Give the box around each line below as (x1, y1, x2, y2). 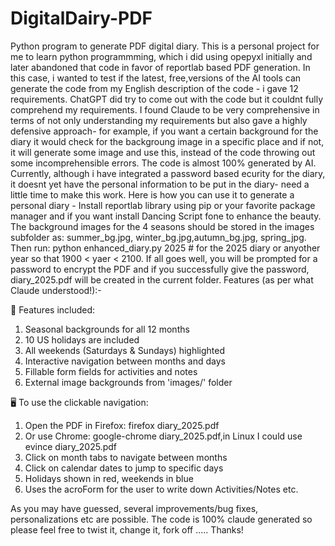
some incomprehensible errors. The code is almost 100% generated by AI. (10, 157, 317, 169)
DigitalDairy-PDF (10, 7, 153, 30)
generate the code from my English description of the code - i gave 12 (10, 82, 299, 94)
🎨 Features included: (10, 303, 96, 316)
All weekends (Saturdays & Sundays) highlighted (24, 344, 226, 356)
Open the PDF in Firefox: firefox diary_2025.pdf (24, 419, 220, 431)
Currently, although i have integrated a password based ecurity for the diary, (10, 167, 326, 179)
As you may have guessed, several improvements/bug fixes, (10, 502, 259, 514)
